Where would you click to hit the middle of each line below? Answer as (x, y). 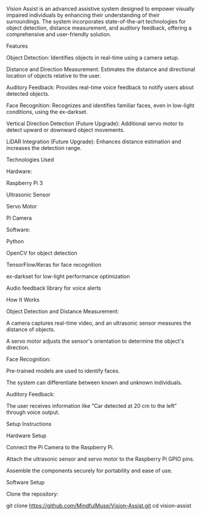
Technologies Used (30, 160)
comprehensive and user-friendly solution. (59, 34)
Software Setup (25, 482)
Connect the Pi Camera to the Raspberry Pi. (60, 447)
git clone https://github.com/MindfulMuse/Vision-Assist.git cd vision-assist (99, 506)
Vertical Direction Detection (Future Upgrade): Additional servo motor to (95, 123)
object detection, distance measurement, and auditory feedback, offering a (99, 28)
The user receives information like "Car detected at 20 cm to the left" (91, 406)
